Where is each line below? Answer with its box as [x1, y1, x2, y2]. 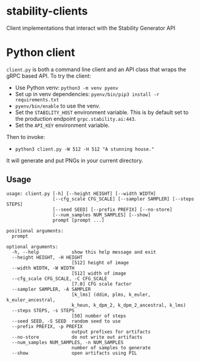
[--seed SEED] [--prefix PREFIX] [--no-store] [52, 207, 173, 213]
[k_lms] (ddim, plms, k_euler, [71, 292, 151, 298]
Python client [6, 46, 75, 60]
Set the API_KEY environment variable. [15, 121, 110, 129]
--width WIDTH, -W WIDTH [12, 265, 75, 271]
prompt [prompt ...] [52, 217, 105, 223]
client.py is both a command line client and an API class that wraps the [6, 66, 187, 73]
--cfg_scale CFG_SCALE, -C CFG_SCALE [12, 275, 108, 282]
